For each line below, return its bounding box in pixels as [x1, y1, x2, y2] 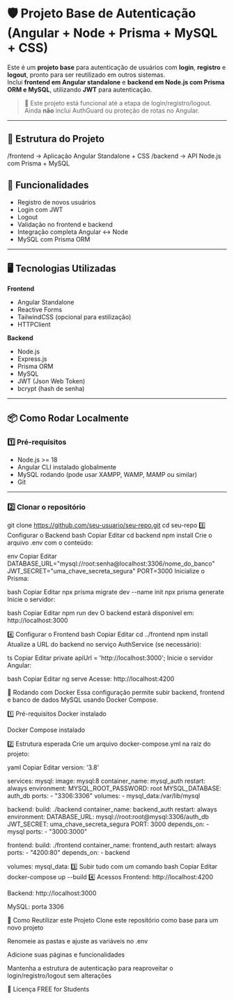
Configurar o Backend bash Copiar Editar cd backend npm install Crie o [7, 531, 212, 540]
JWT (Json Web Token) [17, 377, 86, 385]
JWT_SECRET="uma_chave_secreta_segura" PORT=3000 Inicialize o [7, 567, 205, 575]
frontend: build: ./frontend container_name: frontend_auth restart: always [7, 841, 217, 849]
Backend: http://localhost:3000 [7, 889, 97, 897]
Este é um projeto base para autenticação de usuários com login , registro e [7, 63, 226, 71]
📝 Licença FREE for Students [7, 985, 89, 994]
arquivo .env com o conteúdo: [7, 538, 93, 547]
